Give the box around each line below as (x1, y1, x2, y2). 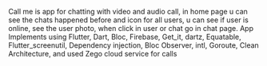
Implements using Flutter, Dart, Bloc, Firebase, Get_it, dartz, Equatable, (8, 32, 241, 41)
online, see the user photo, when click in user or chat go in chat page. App (8, 24, 254, 33)
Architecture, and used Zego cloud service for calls (8, 49, 177, 58)
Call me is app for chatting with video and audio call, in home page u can (8, 7, 248, 16)
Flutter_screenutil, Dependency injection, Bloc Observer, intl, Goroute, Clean (8, 41, 260, 50)
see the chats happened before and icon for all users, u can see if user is (8, 15, 249, 25)
